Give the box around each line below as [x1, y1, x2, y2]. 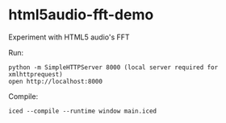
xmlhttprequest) [8, 70, 63, 78]
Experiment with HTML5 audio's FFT [8, 32, 131, 42]
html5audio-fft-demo [8, 6, 154, 24]
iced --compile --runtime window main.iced [8, 107, 157, 115]
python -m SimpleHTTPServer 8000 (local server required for [8, 63, 219, 72]
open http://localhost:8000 [8, 77, 103, 85]
